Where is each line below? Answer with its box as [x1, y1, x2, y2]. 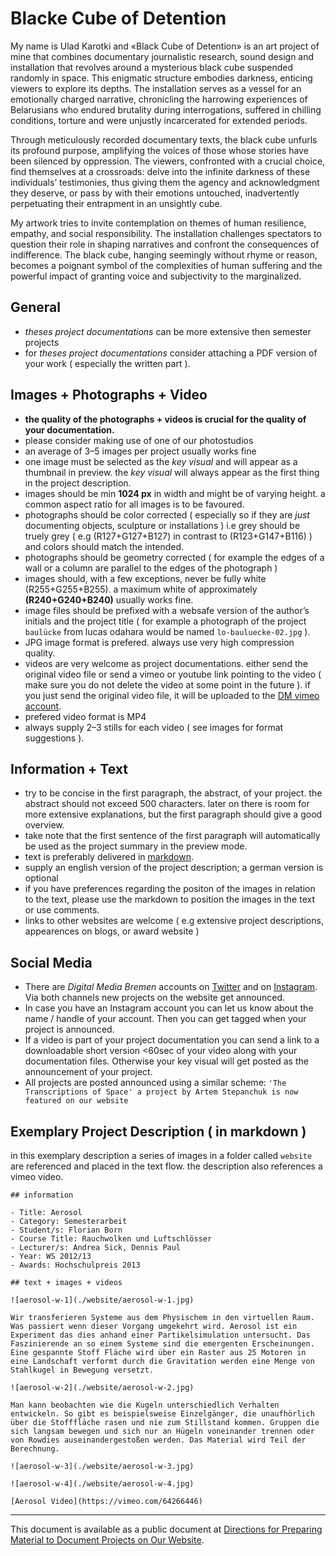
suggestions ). [24, 732, 85, 744]
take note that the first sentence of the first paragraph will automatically [24, 830, 321, 842]
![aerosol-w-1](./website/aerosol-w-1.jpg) [10, 1295, 195, 1305]
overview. [24, 819, 65, 831]
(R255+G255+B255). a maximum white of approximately [24, 583, 258, 595]
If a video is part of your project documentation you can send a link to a [24, 1034, 320, 1046]
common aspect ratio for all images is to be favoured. [24, 498, 245, 510]
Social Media [10, 954, 93, 971]
